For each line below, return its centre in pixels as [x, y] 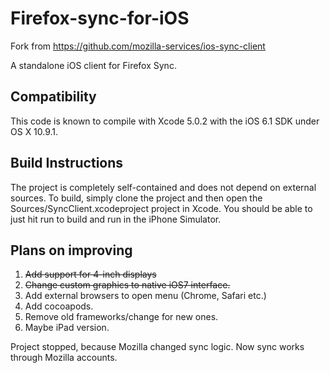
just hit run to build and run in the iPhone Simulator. [116, 219]
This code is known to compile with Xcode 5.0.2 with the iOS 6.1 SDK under [165, 121]
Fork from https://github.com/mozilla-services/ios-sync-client [138, 46]
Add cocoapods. [59, 306]
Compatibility [53, 97]
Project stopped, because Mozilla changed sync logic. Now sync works [157, 347]
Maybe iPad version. [67, 328]
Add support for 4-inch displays [90, 274]
